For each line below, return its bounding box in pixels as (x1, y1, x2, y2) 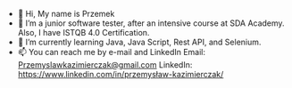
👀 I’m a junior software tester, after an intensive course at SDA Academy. (17, 18, 285, 28)
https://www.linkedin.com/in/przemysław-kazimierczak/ (17, 69, 224, 79)
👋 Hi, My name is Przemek (17, 9, 115, 19)
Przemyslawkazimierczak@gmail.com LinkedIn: (17, 60, 193, 70)
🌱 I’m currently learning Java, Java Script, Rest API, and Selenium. (17, 36, 262, 47)
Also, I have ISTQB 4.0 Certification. (17, 28, 150, 37)
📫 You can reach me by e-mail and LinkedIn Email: (17, 47, 206, 57)
